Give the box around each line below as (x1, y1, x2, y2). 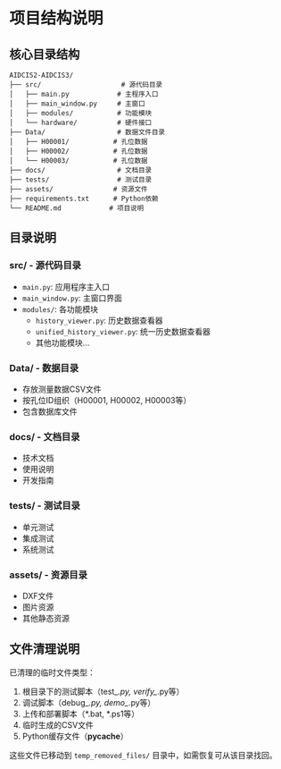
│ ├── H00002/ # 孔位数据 (9, 147, 149, 156)
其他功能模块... (35, 337, 90, 348)
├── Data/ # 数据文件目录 (9, 128, 165, 137)
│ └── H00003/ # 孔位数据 (9, 156, 149, 165)
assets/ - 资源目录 (9, 569, 87, 581)
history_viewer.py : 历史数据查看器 (35, 315, 163, 325)
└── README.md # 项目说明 (9, 204, 145, 213)
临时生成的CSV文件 (21, 719, 94, 730)
